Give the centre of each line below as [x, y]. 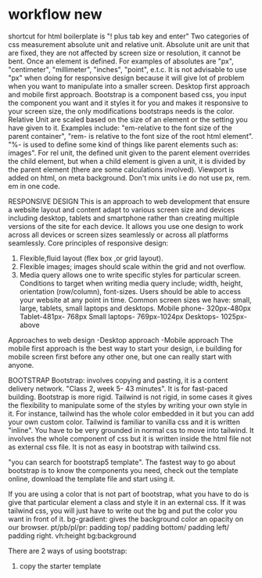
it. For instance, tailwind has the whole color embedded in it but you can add [131, 413]
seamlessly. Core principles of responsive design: [88, 243]
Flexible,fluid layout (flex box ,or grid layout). [91, 258]
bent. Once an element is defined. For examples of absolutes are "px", [121, 61]
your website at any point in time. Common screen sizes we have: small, [135, 300]
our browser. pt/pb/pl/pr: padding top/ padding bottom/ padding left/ [118, 527]
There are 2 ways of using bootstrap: [68, 551]
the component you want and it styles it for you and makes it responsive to [128, 103]
